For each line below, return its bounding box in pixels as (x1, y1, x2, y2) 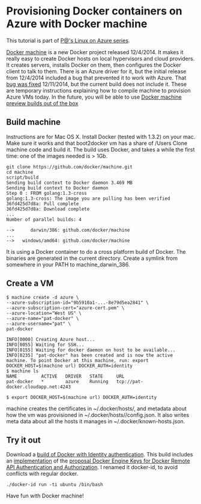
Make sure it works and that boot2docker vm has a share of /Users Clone (6, 140, 188, 147)
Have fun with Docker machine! (6, 492, 84, 500)
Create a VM (6, 278, 54, 289)
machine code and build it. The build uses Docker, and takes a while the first (6, 146, 195, 153)
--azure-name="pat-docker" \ (6, 315, 79, 321)
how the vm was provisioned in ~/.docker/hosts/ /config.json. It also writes (6, 411, 190, 419)
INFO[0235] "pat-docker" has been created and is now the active (6, 352, 173, 358)
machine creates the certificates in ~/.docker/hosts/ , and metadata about (6, 405, 187, 412)
